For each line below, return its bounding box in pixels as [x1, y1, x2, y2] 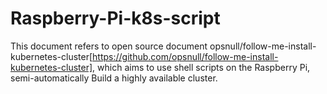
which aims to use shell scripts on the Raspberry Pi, [97, 61, 311, 73]
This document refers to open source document [10, 40, 208, 52]
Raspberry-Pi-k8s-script [10, 7, 221, 30]
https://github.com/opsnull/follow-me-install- [92, 50, 279, 62]
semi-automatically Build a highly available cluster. [10, 72, 218, 84]
